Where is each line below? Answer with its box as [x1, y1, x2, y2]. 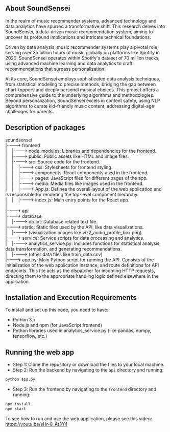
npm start [5, 406, 27, 412]
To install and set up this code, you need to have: [5, 307, 109, 313]
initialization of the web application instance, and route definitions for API [5, 262, 159, 268]
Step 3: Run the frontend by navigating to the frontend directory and [12, 386, 157, 393]
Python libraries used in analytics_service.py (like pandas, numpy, [12, 327, 152, 334]
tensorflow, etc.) [12, 333, 47, 339]
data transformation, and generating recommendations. [5, 245, 122, 252]
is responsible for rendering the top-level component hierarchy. [5, 191, 139, 197]
